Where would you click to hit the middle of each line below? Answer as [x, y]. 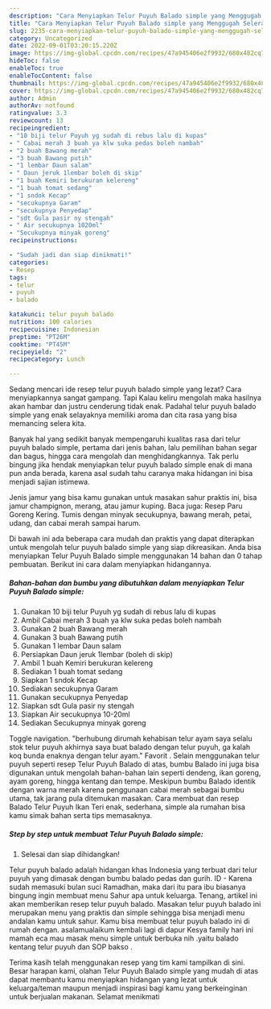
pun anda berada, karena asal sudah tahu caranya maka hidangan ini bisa [131, 473]
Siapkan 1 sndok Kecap [59, 680]
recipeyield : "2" [38, 352]
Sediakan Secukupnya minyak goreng [84, 723]
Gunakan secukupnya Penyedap [74, 697]
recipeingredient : [40, 128]
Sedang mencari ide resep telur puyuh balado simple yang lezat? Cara [125, 389]
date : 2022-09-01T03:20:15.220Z [63, 46]
